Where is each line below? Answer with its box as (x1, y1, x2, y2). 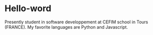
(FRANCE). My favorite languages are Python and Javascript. (4, 24, 128, 30)
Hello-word (4, 3, 52, 14)
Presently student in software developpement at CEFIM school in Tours (4, 19, 148, 25)
